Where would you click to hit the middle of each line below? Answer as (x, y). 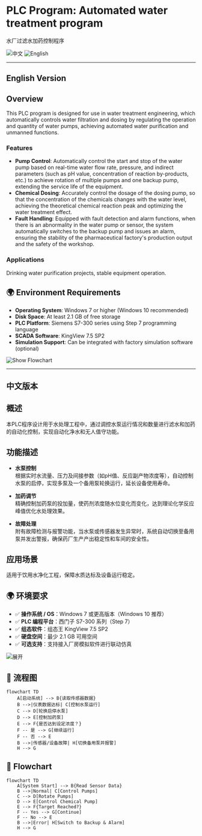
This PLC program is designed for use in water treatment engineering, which (101, 113)
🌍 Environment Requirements (63, 293)
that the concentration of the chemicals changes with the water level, (101, 200)
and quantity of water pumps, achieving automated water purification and (97, 126)
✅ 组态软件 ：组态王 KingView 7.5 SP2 (61, 629)
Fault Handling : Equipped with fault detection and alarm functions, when (105, 219)
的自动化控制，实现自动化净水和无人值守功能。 (64, 431)
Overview (25, 99)
